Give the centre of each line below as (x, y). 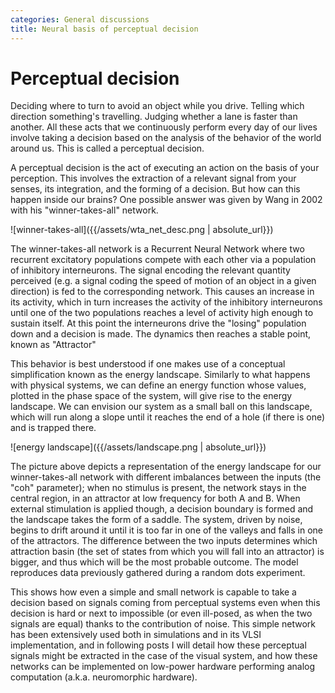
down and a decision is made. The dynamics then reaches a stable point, (161, 334)
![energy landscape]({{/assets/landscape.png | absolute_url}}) (138, 447)
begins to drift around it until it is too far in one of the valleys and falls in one (166, 530)
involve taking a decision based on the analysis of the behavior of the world (166, 138)
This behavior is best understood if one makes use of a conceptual (148, 364)
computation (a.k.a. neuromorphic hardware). (104, 677)
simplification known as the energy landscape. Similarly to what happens (160, 375)
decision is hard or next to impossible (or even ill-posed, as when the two (161, 613)
